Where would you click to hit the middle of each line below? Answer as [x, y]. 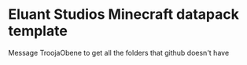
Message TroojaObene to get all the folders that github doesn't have [119, 52]
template [38, 31]
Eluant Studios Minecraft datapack [124, 14]
